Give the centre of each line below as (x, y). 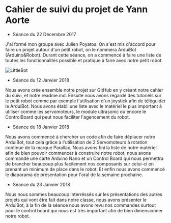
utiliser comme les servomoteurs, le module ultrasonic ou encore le (76, 111)
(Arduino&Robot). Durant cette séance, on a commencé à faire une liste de (83, 55)
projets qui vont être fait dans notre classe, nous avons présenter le (76, 200)
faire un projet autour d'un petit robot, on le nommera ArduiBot (71, 49)
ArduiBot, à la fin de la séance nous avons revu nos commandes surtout (81, 205)
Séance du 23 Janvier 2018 (41, 184)
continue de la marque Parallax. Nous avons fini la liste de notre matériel (81, 147)
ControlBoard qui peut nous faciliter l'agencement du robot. (68, 117)
